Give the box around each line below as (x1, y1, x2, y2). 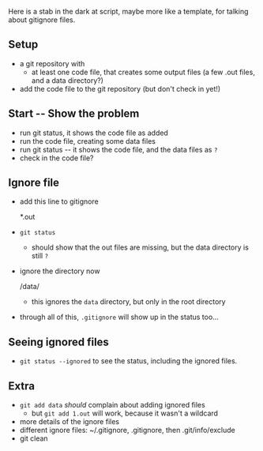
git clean (19, 434, 49, 443)
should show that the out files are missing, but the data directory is (31, 242, 249, 252)
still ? (31, 251, 49, 261)
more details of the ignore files (19, 417, 120, 427)
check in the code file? (19, 153, 94, 163)
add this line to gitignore (19, 197, 99, 206)
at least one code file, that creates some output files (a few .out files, (31, 67, 255, 77)
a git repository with (19, 58, 85, 68)
